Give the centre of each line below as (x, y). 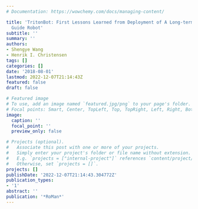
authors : (17, 44)
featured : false (26, 82)
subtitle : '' (22, 33)
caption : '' (26, 120)
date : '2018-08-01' (30, 71)
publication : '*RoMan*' (35, 197)
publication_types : (30, 180)
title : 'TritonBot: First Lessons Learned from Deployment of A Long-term (100, 22)
